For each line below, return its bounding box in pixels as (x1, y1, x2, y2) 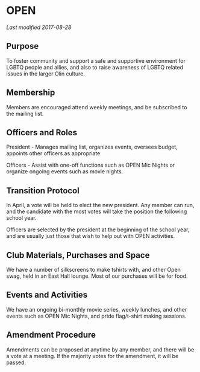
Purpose (6, 41, 39, 51)
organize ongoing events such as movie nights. (6, 168, 123, 175)
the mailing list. (6, 110, 44, 117)
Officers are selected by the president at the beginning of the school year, (6, 226, 190, 233)
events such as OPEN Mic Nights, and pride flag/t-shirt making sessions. (6, 312, 187, 319)
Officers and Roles (6, 127, 77, 138)
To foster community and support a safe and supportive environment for (6, 57, 186, 64)
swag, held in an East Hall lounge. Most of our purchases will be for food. (6, 272, 188, 280)
